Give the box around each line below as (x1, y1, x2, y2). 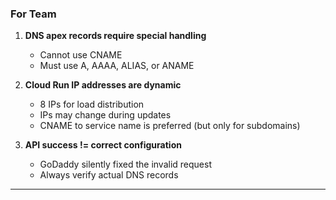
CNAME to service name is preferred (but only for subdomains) (39, 120, 301, 132)
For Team (10, 7, 57, 21)
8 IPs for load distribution (39, 98, 145, 111)
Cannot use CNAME (39, 49, 123, 61)
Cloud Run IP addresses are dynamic (24, 79, 182, 91)
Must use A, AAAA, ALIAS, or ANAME (39, 60, 195, 72)
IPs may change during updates (39, 109, 172, 121)
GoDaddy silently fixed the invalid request (39, 158, 212, 171)
